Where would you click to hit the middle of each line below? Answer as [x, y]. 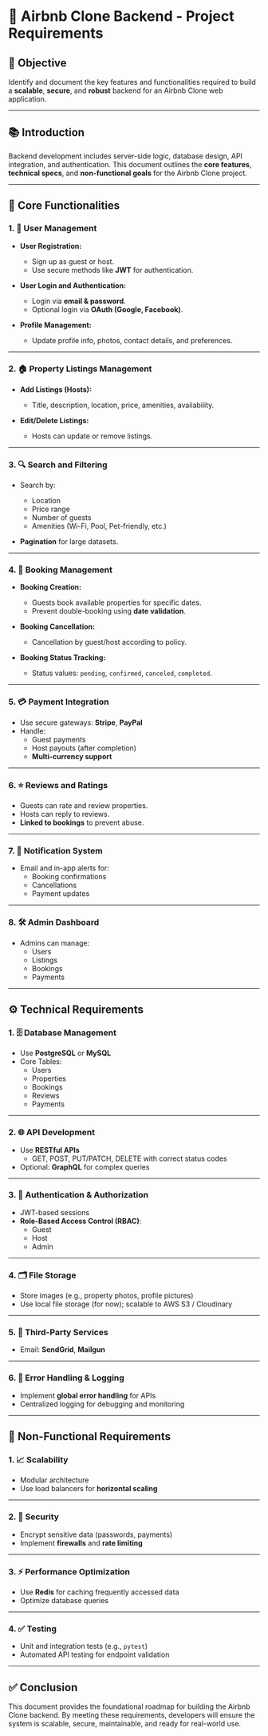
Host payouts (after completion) [84, 748]
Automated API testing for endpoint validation [95, 1654]
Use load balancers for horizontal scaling [89, 1489]
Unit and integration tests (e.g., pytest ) [84, 1646]
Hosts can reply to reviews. [65, 814]
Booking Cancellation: [57, 626]
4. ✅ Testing [33, 1629]
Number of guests [61, 518]
